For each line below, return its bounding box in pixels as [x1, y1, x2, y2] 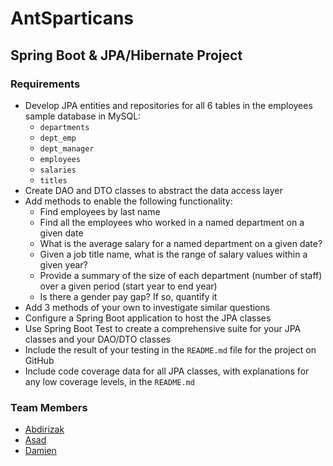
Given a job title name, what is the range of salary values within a [39, 248, 308, 260]
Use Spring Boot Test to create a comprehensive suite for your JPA [24, 322, 302, 334]
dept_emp [39, 133, 77, 143]
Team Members [10, 400, 88, 414]
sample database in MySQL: [24, 110, 142, 122]
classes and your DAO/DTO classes [24, 333, 171, 345]
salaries [39, 165, 77, 175]
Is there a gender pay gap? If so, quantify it [39, 290, 218, 302]
